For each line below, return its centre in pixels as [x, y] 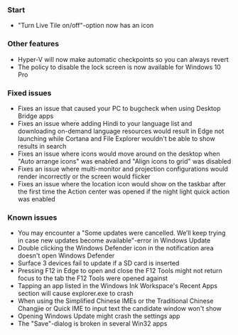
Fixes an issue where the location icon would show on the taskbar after [121, 184]
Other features [33, 44]
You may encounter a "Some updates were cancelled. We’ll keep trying [121, 233]
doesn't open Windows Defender [66, 256]
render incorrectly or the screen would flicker [84, 176]
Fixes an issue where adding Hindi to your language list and [105, 123]
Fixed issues [29, 92]
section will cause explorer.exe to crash [75, 294]
